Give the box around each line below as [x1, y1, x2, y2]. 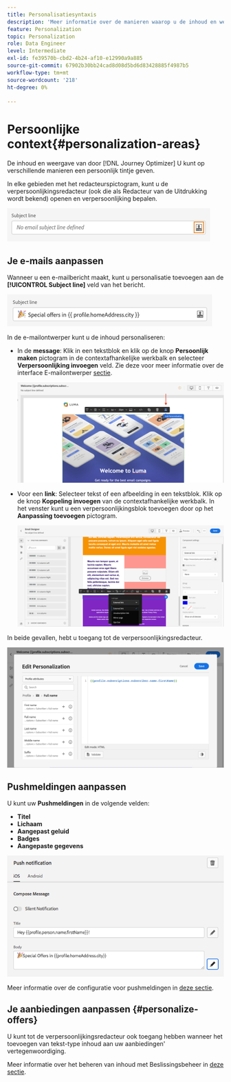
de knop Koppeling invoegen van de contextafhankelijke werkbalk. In [16, 497, 214, 505]
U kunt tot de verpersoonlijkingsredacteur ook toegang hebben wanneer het [7, 1032, 223, 1041]
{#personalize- [132, 1003, 199, 1015]
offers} [7, 1014, 38, 1025]
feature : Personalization [7, 26, 81, 32]
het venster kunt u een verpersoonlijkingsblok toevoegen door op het [16, 504, 213, 513]
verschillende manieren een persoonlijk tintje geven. [7, 166, 155, 175]
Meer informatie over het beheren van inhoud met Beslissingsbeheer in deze [7, 1061, 224, 1069]
